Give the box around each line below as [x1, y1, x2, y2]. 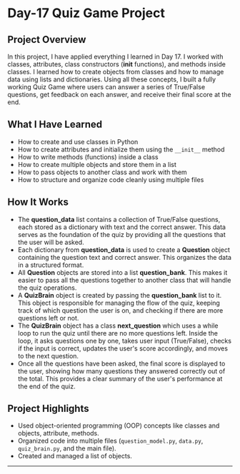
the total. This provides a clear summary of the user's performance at [17, 374, 223, 383]
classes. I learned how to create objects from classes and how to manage [7, 68, 224, 76]
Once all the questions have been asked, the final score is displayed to [17, 359, 226, 368]
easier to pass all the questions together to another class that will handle [17, 276, 231, 284]
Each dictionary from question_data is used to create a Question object [17, 245, 231, 254]
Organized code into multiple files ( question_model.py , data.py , [17, 437, 204, 445]
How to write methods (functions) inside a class [17, 152, 159, 161]
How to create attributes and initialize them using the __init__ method [17, 145, 225, 153]
